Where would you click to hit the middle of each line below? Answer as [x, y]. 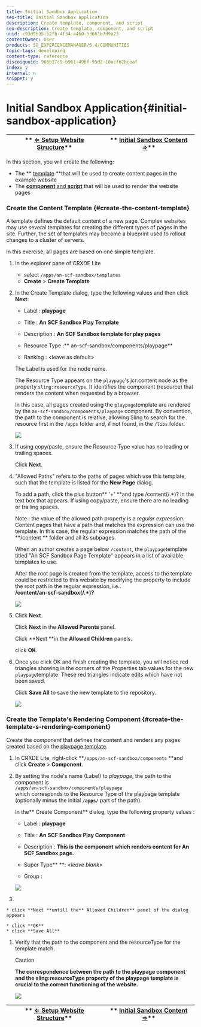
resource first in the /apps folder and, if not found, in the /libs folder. [100, 424]
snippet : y [20, 78]
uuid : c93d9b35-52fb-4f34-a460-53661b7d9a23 [63, 34]
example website [36, 180]
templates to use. [36, 562]
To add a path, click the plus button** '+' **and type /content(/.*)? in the [104, 494]
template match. [35, 948]
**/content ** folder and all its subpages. [65, 538]
